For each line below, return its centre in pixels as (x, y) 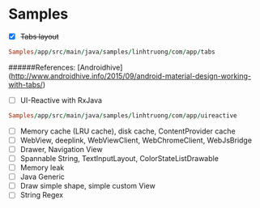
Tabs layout (39, 36)
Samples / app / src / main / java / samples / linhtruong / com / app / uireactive (123, 115)
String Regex (41, 195)
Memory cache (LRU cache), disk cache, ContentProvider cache (128, 131)
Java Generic (42, 177)
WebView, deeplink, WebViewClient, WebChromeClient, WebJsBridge (136, 140)
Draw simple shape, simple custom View (87, 186)
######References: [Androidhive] (66, 67)
